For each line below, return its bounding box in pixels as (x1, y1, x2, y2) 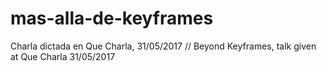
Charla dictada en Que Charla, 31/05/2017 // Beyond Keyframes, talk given (10, 40, 317, 52)
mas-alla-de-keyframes (10, 7, 214, 30)
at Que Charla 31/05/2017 (10, 50, 116, 62)
